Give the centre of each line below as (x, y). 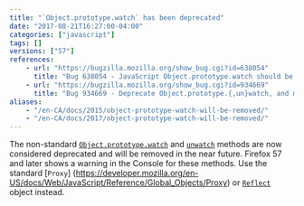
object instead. (37, 192)
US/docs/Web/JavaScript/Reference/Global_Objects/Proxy (119, 183)
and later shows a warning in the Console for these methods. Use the (138, 164)
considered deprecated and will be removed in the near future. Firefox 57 (146, 154)
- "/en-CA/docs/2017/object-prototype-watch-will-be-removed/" (147, 118)
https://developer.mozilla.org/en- (137, 173)
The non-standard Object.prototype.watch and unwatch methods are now (146, 145)
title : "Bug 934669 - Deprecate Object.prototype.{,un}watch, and (161, 93)
